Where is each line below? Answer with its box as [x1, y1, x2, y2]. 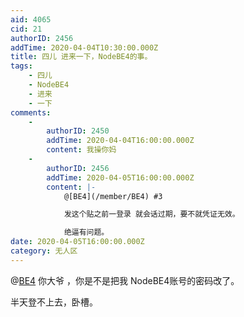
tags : [10, 61, 33, 71]
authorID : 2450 [46, 126, 110, 136]
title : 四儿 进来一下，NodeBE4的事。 [10, 52, 153, 62]
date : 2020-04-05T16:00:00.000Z [10, 237, 145, 247]
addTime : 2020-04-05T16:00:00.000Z [46, 172, 195, 183]
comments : [10, 107, 52, 118]
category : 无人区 [10, 246, 78, 256]
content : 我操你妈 [46, 145, 117, 155]
